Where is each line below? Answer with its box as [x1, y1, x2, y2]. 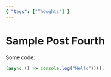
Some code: [5, 54, 35, 61]
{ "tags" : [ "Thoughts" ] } [5, 8, 70, 15]
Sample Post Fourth [5, 34, 106, 47]
